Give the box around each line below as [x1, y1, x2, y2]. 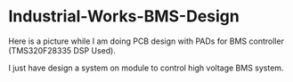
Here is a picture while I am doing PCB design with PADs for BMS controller [8, 36, 284, 46]
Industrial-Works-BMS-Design [8, 6, 240, 27]
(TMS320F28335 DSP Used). [8, 45, 117, 55]
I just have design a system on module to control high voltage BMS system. [8, 62, 284, 73]
